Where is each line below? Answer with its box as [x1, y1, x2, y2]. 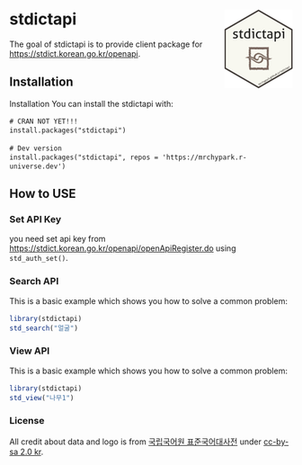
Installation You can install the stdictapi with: [9, 98, 173, 109]
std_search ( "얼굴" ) [9, 324, 79, 333]
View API [9, 344, 50, 357]
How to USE [9, 186, 76, 201]
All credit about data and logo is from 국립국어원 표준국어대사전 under [9, 436, 262, 447]
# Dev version [9, 144, 63, 153]
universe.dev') [9, 162, 67, 171]
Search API [9, 275, 59, 288]
